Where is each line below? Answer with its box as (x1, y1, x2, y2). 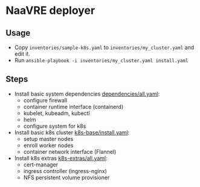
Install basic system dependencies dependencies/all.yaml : (14, 90, 160, 97)
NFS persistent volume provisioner (23, 174, 110, 181)
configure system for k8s (23, 122, 86, 130)
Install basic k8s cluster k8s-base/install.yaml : (14, 128, 130, 136)
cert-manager (23, 161, 59, 168)
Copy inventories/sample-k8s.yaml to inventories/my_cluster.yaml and (14, 44, 195, 51)
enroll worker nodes (23, 142, 74, 149)
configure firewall (23, 96, 68, 103)
